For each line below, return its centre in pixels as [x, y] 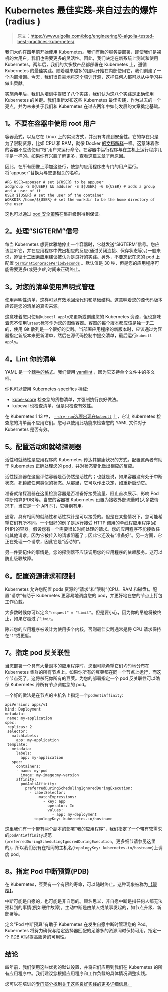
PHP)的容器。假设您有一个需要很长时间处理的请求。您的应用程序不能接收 [80, 529]
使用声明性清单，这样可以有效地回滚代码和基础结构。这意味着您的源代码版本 [84, 300]
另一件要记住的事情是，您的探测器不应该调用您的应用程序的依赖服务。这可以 [84, 552]
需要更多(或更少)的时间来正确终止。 [46, 269]
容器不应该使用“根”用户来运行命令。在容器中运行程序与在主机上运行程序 [84, 149]
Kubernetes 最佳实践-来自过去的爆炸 [81, 10]
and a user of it [23, 191]
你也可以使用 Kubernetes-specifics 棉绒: [47, 389]
